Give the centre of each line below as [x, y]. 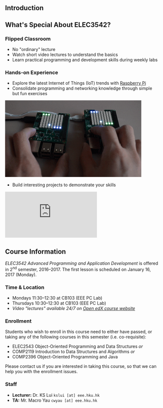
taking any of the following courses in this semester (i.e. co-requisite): [76, 337]
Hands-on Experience [32, 72]
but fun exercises [30, 94]
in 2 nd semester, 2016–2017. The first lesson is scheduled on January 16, [78, 269]
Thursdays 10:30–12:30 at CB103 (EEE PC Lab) [59, 303]
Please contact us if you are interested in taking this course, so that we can [81, 366]
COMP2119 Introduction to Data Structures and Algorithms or [73, 352]
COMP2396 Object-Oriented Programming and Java [65, 357]
